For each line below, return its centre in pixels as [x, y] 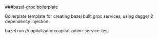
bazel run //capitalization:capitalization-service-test [57, 31]
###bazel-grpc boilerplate [32, 7]
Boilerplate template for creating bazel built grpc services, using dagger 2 [79, 16]
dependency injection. [28, 21]
